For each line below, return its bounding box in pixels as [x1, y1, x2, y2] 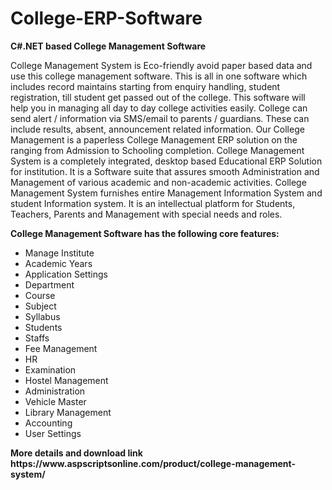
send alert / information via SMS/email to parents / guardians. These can [10, 112, 310, 124]
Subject [24, 300, 57, 312]
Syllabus [24, 310, 61, 322]
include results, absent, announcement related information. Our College [10, 123, 305, 135]
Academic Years [24, 257, 93, 269]
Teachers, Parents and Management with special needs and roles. [10, 208, 283, 220]
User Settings [24, 427, 82, 439]
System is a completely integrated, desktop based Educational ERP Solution [10, 155, 323, 167]
